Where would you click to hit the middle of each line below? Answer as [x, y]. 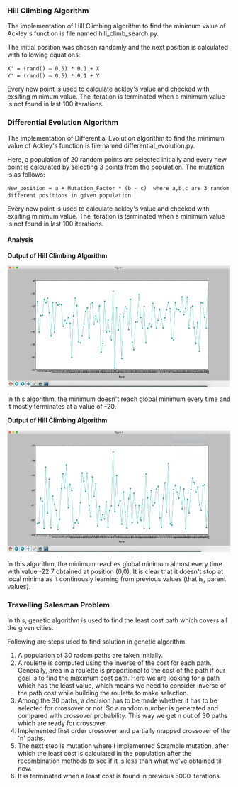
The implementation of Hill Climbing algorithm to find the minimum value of [117, 26]
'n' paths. [32, 738]
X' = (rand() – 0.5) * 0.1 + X [53, 69]
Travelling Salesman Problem [58, 605]
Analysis [21, 240]
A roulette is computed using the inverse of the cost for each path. [114, 663]
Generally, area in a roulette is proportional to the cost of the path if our [121, 671]
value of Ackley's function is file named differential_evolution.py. [101, 145]
